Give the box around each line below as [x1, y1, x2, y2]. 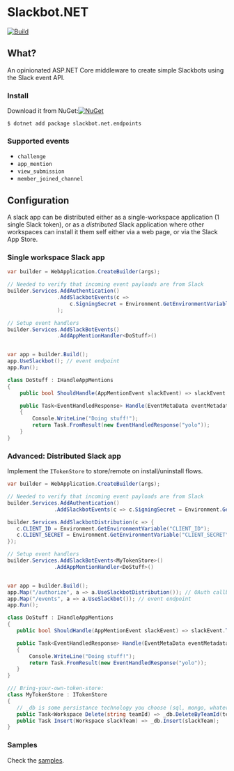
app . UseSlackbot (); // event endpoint [7, 358, 120, 365]
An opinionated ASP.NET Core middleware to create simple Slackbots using [7, 66, 224, 74]
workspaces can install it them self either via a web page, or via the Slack [7, 228, 218, 236]
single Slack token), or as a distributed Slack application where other [7, 220, 204, 229]
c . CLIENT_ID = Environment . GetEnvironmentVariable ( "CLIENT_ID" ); [16, 525, 210, 532]
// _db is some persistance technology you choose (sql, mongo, [16, 704, 208, 711]
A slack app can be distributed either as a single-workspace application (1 [7, 213, 219, 222]
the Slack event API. [7, 73, 65, 82]
